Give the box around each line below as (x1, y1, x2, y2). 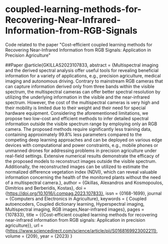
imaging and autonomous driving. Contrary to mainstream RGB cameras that (5, 78, 163, 84)
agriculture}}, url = (5, 222, 44, 228)
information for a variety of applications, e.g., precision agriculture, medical (5, 72, 161, 78)
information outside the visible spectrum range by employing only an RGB (5, 121, 157, 127)
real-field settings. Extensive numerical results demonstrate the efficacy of (5, 152, 159, 159)
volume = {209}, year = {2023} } (5, 233, 73, 239)
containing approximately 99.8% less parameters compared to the (5, 131, 142, 137)
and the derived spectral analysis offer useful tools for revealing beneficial (5, 67, 159, 73)
